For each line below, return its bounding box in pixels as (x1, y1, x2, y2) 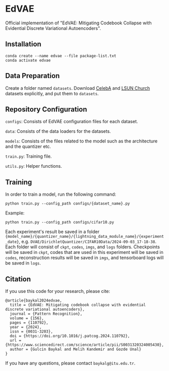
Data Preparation (5, 71, 60, 80)
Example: (5, 210, 25, 216)
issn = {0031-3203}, (10, 329, 53, 334)
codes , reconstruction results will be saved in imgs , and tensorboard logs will (5, 254, 164, 261)
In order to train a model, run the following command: (5, 191, 116, 198)
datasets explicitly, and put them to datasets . (5, 90, 99, 96)
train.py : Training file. (5, 153, 52, 160)
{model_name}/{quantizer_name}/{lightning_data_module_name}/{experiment (5, 234, 164, 239)
